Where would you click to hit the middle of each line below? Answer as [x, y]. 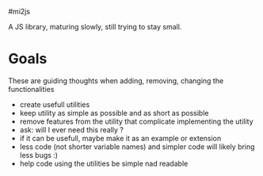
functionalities [31, 89]
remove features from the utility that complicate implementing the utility [136, 121]
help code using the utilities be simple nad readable [104, 163]
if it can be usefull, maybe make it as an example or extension [120, 138]
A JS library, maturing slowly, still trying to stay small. [95, 27]
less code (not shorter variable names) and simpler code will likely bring [137, 147]
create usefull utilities [55, 104]
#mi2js [19, 11]
